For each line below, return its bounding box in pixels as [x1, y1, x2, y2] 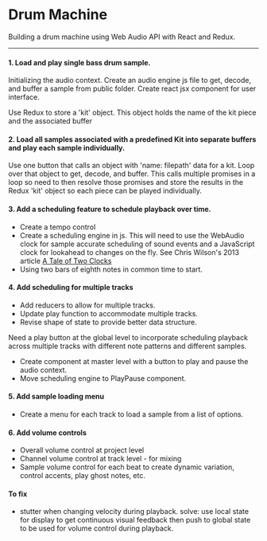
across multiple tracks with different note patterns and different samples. [8, 341, 247, 351]
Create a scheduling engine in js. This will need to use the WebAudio [19, 230, 245, 240]
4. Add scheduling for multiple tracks [8, 283, 133, 292]
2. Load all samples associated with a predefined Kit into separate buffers [8, 134, 257, 144]
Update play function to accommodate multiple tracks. [19, 308, 199, 318]
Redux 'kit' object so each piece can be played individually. [8, 186, 203, 196]
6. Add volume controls [8, 428, 87, 437]
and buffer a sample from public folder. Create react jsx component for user [8, 84, 257, 93]
